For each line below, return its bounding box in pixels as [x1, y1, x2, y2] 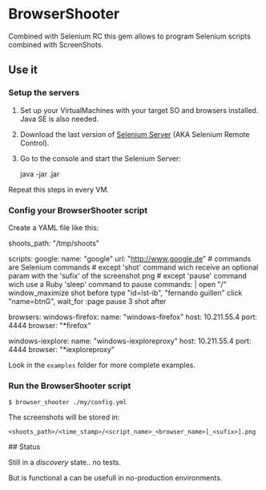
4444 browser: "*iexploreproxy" [8, 344, 115, 354]
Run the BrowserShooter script [8, 380, 131, 391]
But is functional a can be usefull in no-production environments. [8, 473, 223, 483]
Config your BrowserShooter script [8, 205, 148, 216]
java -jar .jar [19, 169, 60, 179]
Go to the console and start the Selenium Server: [19, 153, 182, 163]
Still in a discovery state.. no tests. [8, 458, 122, 468]
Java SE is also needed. [19, 114, 99, 124]
